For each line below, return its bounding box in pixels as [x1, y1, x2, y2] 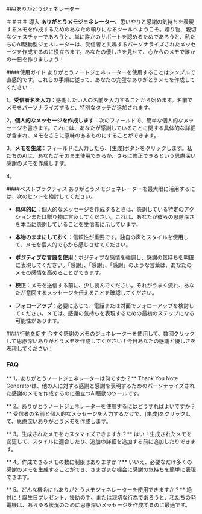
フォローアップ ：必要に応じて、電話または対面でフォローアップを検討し [14, 302, 194, 309]
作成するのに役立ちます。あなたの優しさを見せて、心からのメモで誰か [22, 48, 196, 55]
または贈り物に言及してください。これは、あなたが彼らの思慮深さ [31, 213, 195, 220]
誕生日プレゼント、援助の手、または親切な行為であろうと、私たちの [22, 494, 191, 501]
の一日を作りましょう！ [6, 56, 65, 63]
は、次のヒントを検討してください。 [6, 193, 96, 200]
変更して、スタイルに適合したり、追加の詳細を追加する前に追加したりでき [6, 438, 191, 445]
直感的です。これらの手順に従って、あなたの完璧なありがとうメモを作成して [6, 76, 195, 83]
